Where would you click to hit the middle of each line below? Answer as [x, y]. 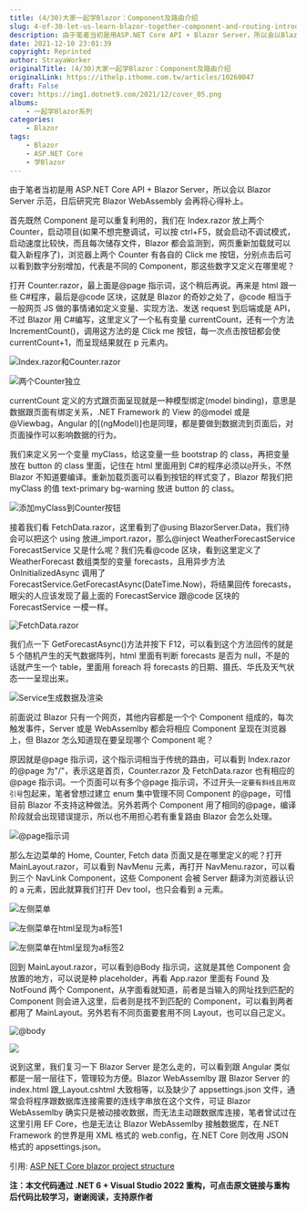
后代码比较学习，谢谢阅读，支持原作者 [81, 1196]
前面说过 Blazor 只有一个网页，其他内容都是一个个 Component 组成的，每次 [152, 716]
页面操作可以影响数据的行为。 [65, 434]
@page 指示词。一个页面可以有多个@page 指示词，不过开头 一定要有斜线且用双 [153, 782]
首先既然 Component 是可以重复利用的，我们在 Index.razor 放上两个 [137, 220]
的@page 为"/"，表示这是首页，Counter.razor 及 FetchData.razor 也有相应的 [152, 770]
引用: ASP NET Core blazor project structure [92, 1165]
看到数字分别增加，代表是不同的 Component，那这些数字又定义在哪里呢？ [156, 266]
